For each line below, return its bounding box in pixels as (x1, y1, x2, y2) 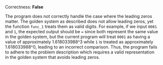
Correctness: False (5, 4, 44, 10)
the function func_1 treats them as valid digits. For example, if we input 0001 (5, 24, 157, 29)
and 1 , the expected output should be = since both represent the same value (5, 29, 159, 34)
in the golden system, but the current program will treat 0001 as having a (5, 34, 150, 39)
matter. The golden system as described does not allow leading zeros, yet (5, 19, 154, 24)
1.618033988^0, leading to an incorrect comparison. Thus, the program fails (5, 44, 158, 50)
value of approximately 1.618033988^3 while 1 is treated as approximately (5, 39, 154, 45)
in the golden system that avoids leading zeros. (5, 54, 100, 60)
